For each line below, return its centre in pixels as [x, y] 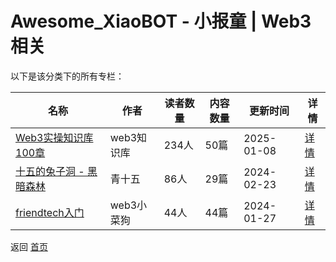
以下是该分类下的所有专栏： [67, 76]
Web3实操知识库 [54, 137]
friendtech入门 [50, 212]
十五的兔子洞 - [50, 171]
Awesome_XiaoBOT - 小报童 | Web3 [161, 21]
